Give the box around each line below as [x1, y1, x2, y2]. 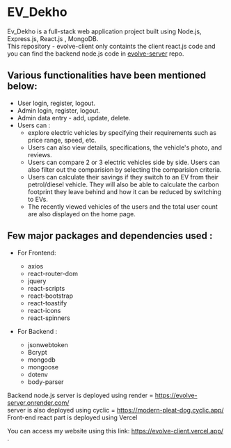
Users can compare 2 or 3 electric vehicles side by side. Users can [27, 158, 221, 166]
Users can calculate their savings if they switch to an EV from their [27, 173, 219, 181]
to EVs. [27, 195, 49, 203]
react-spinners [27, 314, 71, 322]
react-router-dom [27, 269, 79, 278]
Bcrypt [27, 348, 47, 356]
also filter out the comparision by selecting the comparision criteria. [27, 165, 222, 174]
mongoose [27, 362, 59, 371]
